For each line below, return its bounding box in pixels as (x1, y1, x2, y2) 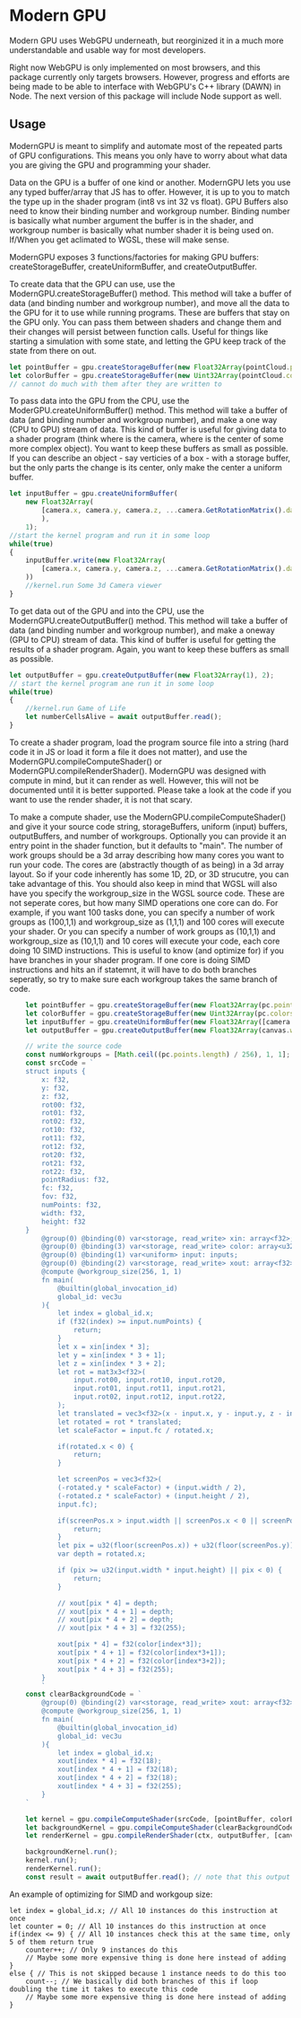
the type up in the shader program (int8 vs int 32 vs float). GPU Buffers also (9, 196, 288, 206)
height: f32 (41, 1217, 87, 1226)
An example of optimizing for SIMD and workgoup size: (9, 1889, 213, 1900)
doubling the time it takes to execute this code (9, 1985, 199, 1994)
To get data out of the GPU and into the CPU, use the (9, 605, 204, 616)
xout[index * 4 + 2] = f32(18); (56, 1774, 178, 1783)
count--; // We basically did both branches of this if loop (25, 1977, 258, 1986)
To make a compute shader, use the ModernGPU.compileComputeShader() (9, 812, 287, 822)
